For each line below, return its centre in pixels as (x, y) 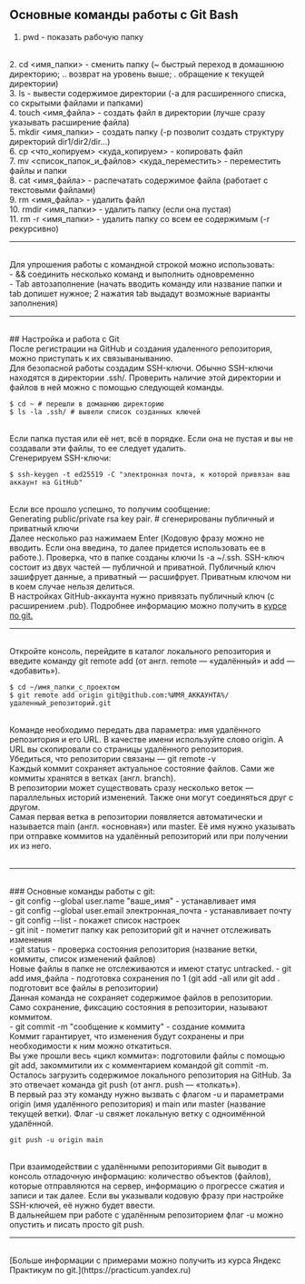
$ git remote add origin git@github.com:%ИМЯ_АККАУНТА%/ (119, 695)
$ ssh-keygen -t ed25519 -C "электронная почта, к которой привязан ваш (150, 474)
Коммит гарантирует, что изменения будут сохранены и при (127, 1036)
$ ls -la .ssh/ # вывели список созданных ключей (105, 412)
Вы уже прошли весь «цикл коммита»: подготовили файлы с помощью (148, 1056)
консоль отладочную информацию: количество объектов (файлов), (140, 1176)
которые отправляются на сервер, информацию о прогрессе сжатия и (147, 1186)
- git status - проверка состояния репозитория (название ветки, (133, 949)
